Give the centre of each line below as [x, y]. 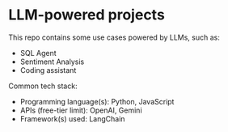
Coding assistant [48, 70]
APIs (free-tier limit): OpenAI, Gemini [81, 110]
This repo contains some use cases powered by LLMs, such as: [114, 37]
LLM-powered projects [87, 15]
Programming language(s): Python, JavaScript [97, 101]
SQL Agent [38, 53]
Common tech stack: [43, 86]
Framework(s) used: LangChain [72, 118]
